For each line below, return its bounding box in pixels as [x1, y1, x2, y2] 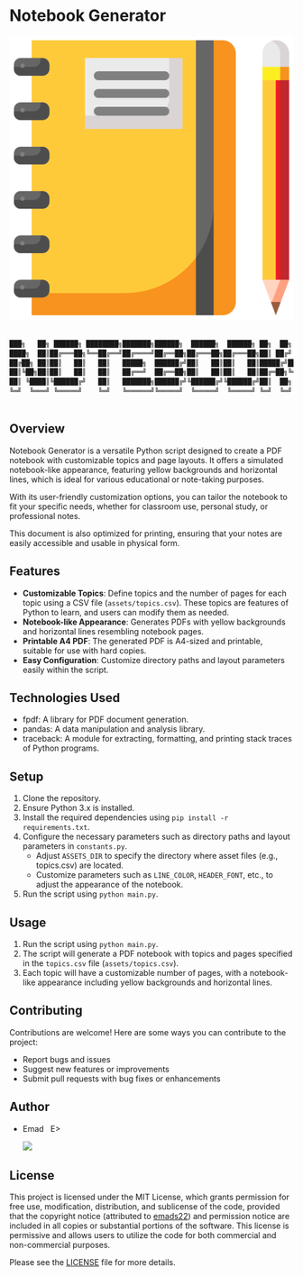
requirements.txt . [22, 822, 90, 833]
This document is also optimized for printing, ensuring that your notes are [9, 528, 282, 539]
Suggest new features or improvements [22, 1063, 170, 1074]
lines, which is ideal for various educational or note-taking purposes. [9, 474, 264, 485]
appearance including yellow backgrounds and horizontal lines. [37, 977, 273, 988]
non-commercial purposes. [9, 1240, 111, 1251]
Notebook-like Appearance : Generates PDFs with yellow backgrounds [22, 616, 286, 627]
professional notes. [9, 510, 81, 521]
